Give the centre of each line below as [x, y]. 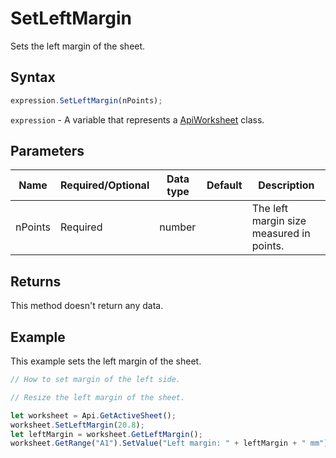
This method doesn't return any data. [87, 306]
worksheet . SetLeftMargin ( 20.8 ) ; [77, 425]
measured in [281, 234]
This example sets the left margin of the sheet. [106, 361]
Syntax [33, 77]
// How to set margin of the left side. [96, 380]
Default [224, 185]
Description [286, 185]
